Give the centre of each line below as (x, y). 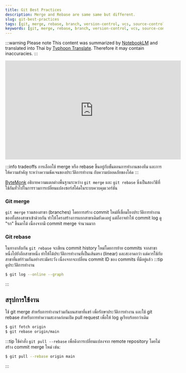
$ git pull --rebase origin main (40, 357)
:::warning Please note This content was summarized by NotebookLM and (81, 43)
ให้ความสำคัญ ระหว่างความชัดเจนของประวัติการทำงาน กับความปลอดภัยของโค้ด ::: (72, 172)
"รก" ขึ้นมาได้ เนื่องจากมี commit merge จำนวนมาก (50, 224)
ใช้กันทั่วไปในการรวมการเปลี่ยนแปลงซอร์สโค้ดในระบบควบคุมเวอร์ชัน (61, 188)
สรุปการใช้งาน (22, 300)
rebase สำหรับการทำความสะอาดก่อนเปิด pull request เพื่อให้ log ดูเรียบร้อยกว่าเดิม (77, 318)
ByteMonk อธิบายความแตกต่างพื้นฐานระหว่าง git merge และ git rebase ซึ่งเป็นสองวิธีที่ (83, 182)
